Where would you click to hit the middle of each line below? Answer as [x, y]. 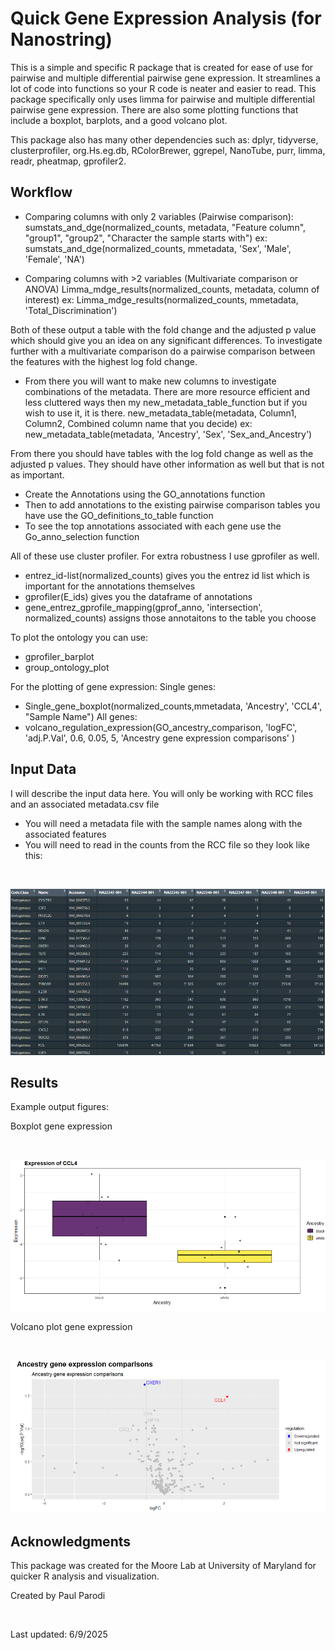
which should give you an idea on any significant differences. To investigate [166, 340]
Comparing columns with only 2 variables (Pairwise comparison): [159, 216]
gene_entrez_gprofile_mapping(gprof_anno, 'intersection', [143, 607]
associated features [65, 834]
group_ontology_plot [67, 667]
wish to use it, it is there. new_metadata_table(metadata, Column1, [160, 413]
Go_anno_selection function [82, 536]
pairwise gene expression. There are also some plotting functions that [154, 109]
